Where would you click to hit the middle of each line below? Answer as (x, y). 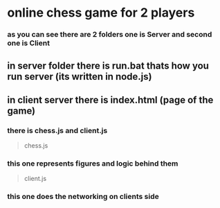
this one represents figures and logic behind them (93, 164)
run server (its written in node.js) (80, 77)
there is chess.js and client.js (57, 130)
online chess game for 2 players (101, 13)
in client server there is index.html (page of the (110, 99)
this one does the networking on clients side (83, 197)
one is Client (29, 43)
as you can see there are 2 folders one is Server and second (110, 35)
